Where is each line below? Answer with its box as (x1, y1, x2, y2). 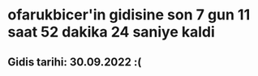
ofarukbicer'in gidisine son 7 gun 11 (7, 6, 251, 24)
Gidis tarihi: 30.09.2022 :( (7, 55, 142, 69)
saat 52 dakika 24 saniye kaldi (7, 23, 216, 41)
